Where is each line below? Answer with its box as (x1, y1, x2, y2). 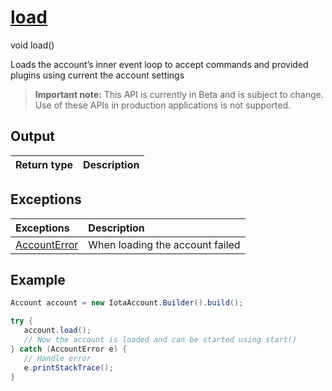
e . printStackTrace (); (23, 362, 114, 373)
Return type (15, 157, 74, 171)
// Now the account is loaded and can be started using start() (23, 335, 298, 345)
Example (10, 271, 66, 288)
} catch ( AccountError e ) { (10, 344, 128, 354)
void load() (10, 39, 55, 51)
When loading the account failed (88, 237, 241, 251)
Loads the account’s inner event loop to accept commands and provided (10, 58, 309, 70)
